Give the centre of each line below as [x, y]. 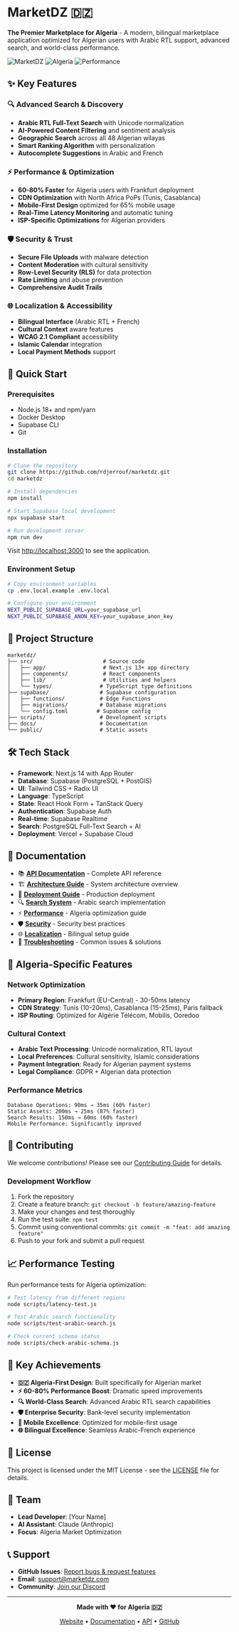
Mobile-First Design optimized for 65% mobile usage [96, 205]
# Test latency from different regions [67, 1298]
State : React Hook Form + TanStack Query [80, 803]
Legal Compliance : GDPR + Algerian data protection [95, 1072]
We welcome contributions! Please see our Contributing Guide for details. [115, 1162]
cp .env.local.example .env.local [59, 590]
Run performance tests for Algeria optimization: [77, 1284]
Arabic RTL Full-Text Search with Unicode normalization [101, 122]
